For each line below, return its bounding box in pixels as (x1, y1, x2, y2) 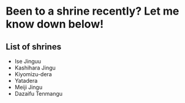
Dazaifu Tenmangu (14, 90, 62, 97)
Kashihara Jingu (14, 64, 56, 71)
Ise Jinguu (14, 58, 41, 65)
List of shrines (6, 41, 62, 52)
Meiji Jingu (14, 83, 43, 91)
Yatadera (14, 77, 38, 84)
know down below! (6, 17, 104, 31)
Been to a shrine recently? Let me (6, 4, 179, 18)
